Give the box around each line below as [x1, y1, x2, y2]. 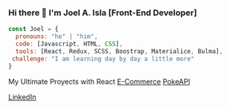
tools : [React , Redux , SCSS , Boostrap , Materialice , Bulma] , [15, 47, 224, 55]
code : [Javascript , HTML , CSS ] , [15, 40, 124, 49]
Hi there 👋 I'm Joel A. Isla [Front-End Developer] [8, 7, 197, 18]
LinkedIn [8, 91, 37, 102]
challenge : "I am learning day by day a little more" [11, 55, 195, 63]
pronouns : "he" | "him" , [15, 33, 98, 41]
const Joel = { [8, 25, 59, 33]
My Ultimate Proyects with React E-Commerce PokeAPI [8, 76, 190, 86]
